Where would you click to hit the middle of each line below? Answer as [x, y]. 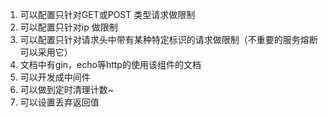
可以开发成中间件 [55, 77]
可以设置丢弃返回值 [59, 102]
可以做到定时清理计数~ [67, 89]
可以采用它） [46, 52]
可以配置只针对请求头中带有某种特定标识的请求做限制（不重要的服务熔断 [168, 39]
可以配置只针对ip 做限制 [68, 27]
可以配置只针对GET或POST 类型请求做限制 [107, 14]
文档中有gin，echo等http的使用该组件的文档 [110, 64]
